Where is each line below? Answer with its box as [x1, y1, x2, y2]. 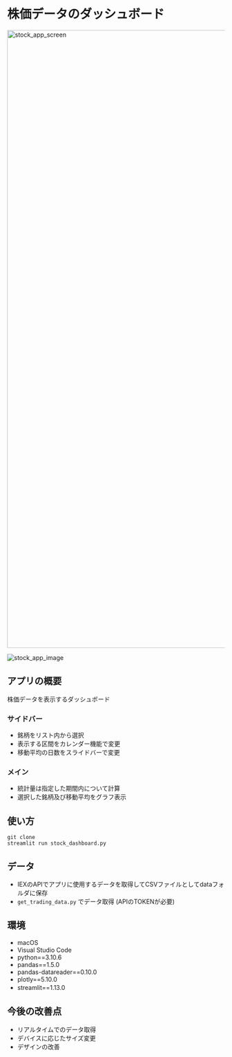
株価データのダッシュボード [7, 6, 165, 22]
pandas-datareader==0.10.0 [17, 968, 97, 976]
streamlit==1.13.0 [17, 983, 66, 991]
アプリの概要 [7, 675, 62, 687]
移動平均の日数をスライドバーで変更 [17, 748, 120, 757]
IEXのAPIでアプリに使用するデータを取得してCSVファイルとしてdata [17, 880, 213, 888]
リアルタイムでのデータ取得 [17, 1025, 97, 1033]
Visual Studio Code [17, 946, 72, 954]
